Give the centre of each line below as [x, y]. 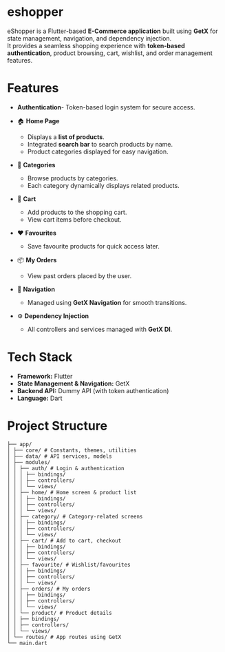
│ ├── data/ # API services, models [60, 456]
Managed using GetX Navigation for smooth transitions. [107, 302]
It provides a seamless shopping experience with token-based [96, 45]
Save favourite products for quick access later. [94, 246]
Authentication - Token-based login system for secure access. [106, 107]
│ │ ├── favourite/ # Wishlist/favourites [69, 565]
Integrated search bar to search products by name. [100, 144]
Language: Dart [40, 398]
